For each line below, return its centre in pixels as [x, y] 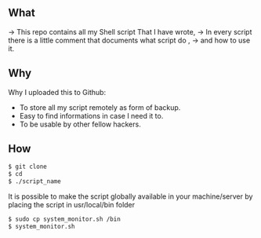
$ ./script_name [34, 181]
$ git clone [27, 167]
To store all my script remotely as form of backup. [100, 107]
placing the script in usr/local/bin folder [72, 205]
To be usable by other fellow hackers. [80, 124]
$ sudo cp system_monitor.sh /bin [65, 219]
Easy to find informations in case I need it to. [91, 115]
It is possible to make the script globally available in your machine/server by [130, 196]
